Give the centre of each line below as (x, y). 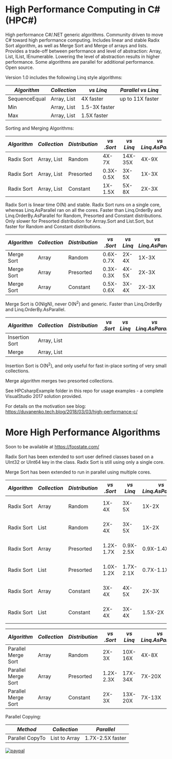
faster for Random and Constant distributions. (53, 226)
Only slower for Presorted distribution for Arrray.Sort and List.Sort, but (79, 221)
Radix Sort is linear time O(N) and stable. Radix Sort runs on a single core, (83, 205)
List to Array (65, 738)
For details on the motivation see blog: (46, 406)
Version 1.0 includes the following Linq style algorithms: (64, 77)
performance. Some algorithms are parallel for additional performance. (80, 62)
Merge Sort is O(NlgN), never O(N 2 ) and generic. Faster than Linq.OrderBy (84, 303)
